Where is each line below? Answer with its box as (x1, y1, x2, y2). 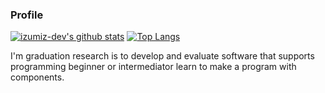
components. (10, 71, 65, 83)
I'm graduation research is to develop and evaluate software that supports (10, 50, 315, 62)
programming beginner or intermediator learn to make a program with (10, 61, 297, 73)
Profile (10, 8, 44, 22)
